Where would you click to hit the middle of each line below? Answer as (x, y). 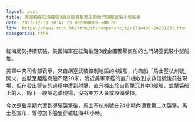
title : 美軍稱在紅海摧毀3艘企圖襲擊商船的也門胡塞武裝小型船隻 (73, 17)
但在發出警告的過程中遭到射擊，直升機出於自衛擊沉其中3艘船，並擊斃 (100, 85)
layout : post (22, 11)
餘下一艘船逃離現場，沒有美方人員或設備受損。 (83, 93)
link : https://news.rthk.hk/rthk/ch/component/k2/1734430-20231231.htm (95, 28)
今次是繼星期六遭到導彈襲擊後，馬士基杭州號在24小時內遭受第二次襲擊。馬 (97, 105)
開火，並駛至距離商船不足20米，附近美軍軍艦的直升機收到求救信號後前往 (94, 78)
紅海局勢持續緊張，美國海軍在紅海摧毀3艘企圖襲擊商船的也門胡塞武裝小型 (95, 51)
